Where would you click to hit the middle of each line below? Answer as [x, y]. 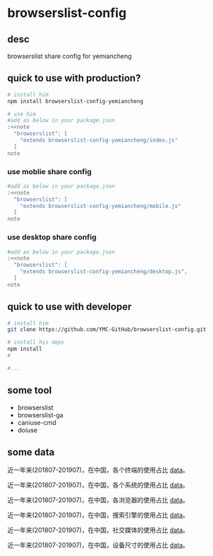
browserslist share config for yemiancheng [69, 56]
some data [31, 452]
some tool [30, 390]
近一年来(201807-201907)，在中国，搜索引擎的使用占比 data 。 [98, 515]
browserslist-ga [40, 415]
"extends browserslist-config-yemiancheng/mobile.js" [101, 206]
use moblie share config [49, 171]
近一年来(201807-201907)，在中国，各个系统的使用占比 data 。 [98, 485]
